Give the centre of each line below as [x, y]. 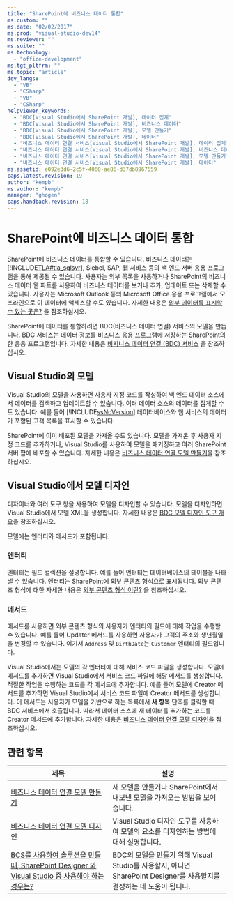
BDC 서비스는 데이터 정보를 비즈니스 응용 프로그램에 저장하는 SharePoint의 [124, 335]
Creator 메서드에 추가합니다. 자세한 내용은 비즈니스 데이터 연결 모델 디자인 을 [111, 720]
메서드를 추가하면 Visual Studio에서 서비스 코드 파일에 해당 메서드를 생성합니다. [115, 676]
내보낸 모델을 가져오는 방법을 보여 [164, 797]
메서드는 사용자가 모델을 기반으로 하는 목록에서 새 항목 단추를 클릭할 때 [119, 702]
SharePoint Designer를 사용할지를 [166, 876]
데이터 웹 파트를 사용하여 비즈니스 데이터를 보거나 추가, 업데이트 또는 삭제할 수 [120, 285]
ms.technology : [29, 53]
